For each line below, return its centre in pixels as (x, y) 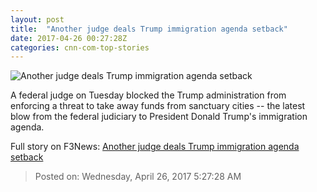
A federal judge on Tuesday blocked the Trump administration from (148, 95)
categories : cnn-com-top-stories (80, 47)
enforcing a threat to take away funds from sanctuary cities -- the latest (158, 106)
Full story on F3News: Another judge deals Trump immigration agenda (155, 147)
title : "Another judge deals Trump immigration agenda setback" (149, 29)
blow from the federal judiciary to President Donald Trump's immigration (159, 117)
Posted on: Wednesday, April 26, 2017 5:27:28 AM (138, 177)
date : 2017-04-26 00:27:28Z (69, 38)
